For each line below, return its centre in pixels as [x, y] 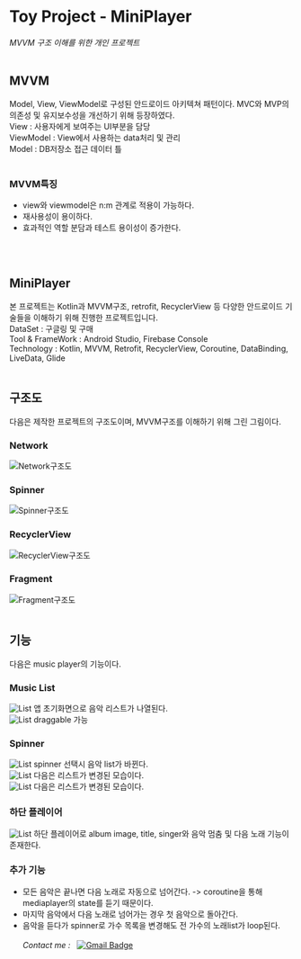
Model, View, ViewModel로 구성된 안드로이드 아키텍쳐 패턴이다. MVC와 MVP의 [149, 103]
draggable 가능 [61, 719]
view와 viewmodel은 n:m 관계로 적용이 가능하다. [108, 205]
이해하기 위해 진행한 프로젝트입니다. [96, 318]
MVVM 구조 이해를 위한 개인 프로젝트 [75, 42]
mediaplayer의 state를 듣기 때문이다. [88, 902]
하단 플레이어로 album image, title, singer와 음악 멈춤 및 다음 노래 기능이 [162, 833]
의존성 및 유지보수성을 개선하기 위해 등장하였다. [92, 115]
